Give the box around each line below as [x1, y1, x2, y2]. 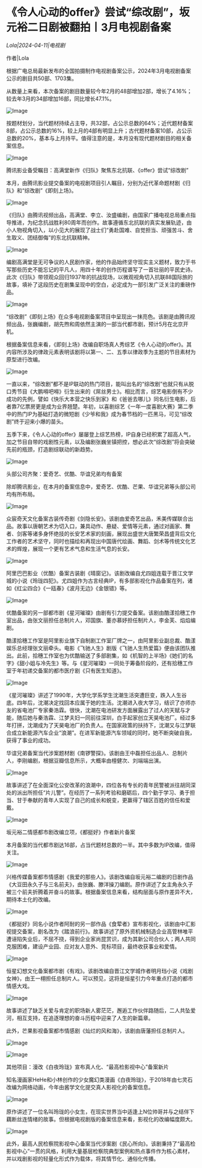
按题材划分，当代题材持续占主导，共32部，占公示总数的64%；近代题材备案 [6, 119, 194, 126]
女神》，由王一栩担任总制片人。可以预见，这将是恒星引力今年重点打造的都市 [6, 975, 194, 982]
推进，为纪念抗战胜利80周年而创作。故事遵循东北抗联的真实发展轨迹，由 [11, 219, 192, 226]
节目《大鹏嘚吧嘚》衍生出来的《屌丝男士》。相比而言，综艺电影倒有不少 [16, 388, 194, 395]
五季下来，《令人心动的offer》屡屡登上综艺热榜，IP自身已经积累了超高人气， [6, 430, 194, 438]
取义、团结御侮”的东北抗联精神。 [11, 234, 93, 241]
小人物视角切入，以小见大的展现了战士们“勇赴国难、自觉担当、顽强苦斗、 [6, 226, 188, 234]
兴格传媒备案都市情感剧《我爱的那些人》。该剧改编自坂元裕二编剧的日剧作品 [6, 873, 194, 880]
